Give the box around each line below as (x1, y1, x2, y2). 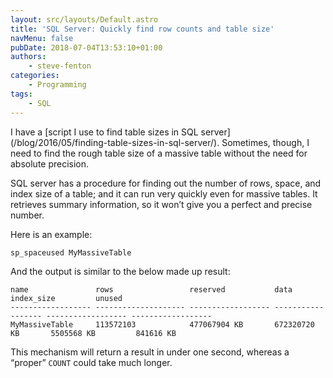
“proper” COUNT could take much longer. (10, 357, 173, 369)
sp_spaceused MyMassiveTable (10, 247, 132, 258)
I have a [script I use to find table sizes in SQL (10, 126, 199, 138)
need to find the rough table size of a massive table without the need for (10, 147, 308, 159)
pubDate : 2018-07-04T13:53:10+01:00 (10, 42, 163, 53)
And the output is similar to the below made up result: (10, 266, 231, 278)
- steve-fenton (28, 61, 92, 71)
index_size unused (10, 294, 123, 304)
